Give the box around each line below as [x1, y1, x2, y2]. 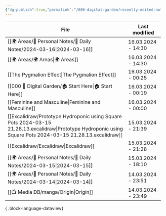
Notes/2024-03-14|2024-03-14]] [7, 178, 93, 185]
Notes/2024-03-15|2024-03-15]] [7, 162, 93, 169]
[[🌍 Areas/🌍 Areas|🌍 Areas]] [7, 56, 79, 63]
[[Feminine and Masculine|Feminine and [7, 98, 101, 105]
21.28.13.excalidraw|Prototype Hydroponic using [7, 125, 123, 132]
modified [132, 29, 154, 36]
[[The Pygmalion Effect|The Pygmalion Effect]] [7, 71, 116, 78]
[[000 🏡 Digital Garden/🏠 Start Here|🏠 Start [7, 83, 113, 89]
